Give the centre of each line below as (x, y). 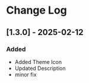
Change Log (36, 10)
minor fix (26, 74)
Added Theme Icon (38, 62)
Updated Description (40, 68)
